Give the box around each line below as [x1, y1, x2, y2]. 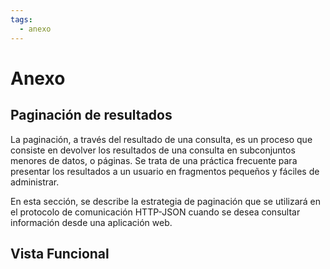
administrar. [10, 176, 60, 188]
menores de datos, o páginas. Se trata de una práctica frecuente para [10, 154, 298, 166]
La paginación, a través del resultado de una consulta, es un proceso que [10, 133, 313, 145]
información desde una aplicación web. [10, 216, 173, 228]
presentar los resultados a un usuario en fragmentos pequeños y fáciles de [10, 165, 320, 177]
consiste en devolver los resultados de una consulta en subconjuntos [10, 144, 296, 156]
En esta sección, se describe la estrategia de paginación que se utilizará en [10, 195, 322, 207]
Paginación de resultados [10, 107, 173, 124]
